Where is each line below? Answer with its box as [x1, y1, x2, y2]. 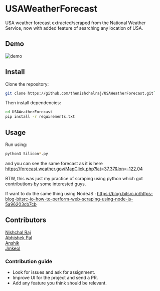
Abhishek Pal [5, 235, 33, 241]
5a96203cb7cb [5, 201, 37, 207]
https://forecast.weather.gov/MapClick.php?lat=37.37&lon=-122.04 [5, 166, 143, 172]
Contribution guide [5, 258, 53, 265]
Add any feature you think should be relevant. [12, 280, 107, 286]
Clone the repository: [5, 81, 49, 87]
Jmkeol [5, 245, 21, 251]
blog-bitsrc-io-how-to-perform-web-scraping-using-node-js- [5, 196, 133, 202]
